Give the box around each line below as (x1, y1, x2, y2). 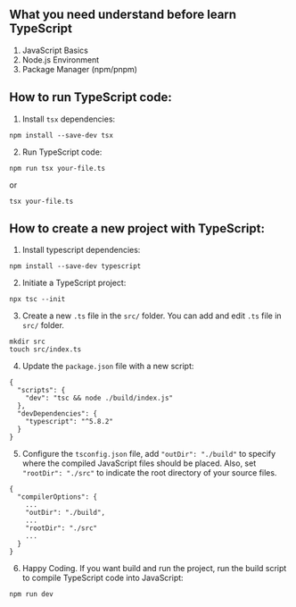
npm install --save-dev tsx (9, 131, 114, 139)
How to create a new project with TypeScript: (9, 221, 266, 236)
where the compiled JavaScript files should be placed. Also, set (21, 458, 257, 468)
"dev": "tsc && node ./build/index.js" (25, 393, 174, 403)
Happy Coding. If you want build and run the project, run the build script (21, 563, 287, 574)
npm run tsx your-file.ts (9, 164, 105, 173)
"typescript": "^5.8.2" (25, 417, 114, 426)
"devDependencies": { (17, 409, 98, 418)
